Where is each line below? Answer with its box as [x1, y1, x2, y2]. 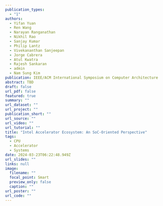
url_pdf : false [5, 89, 36, 94]
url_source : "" [5, 116, 36, 121]
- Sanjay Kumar [9, 39, 41, 44]
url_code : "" [5, 193, 32, 198]
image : [5, 166, 19, 171]
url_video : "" [5, 121, 34, 125]
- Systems [9, 148, 29, 153]
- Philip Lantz [9, 43, 41, 48]
